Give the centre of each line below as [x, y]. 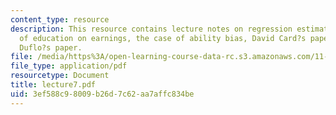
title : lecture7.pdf [53, 85]
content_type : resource [60, 19]
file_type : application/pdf [69, 66]
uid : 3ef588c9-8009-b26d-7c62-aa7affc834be [102, 94]
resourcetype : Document [60, 76]
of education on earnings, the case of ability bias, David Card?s [163, 38]
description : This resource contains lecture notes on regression [151, 29]
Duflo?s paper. [51, 47]
